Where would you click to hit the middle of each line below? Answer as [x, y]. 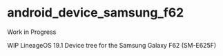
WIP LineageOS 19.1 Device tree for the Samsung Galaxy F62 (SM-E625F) [112, 45]
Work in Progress [32, 32]
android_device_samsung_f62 [96, 13]
